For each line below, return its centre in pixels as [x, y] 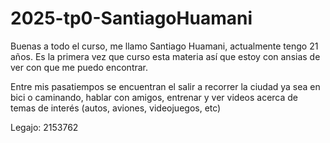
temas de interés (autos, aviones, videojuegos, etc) [116, 108]
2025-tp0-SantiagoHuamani [131, 18]
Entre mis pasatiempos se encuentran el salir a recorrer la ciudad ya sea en [165, 86]
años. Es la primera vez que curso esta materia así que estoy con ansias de [165, 56]
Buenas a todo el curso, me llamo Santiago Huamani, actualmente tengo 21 [164, 46]
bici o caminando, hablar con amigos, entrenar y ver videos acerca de [154, 97]
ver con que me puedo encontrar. [79, 67]
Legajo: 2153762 [44, 127]
